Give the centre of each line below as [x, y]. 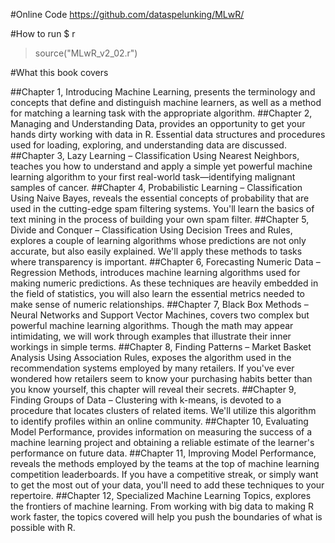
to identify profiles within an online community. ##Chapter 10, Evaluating [159, 421]
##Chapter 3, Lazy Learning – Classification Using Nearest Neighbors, [155, 155]
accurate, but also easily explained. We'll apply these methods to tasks [156, 251]
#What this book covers [59, 72]
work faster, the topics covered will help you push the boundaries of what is [166, 517]
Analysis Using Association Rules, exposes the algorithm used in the [151, 357]
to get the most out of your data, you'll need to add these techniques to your [167, 485]
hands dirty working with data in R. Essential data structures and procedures [168, 134]
